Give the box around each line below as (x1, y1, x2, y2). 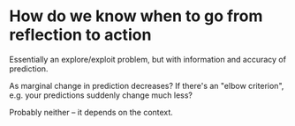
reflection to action (9, 25, 152, 45)
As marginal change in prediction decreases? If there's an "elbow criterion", (9, 80, 284, 91)
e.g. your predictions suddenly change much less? (9, 90, 193, 100)
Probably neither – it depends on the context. (9, 107, 174, 117)
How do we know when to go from (9, 6, 263, 26)
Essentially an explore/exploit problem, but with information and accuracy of (9, 54, 287, 64)
